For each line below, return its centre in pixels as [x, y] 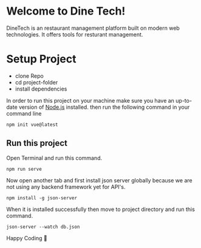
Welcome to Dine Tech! [66, 11]
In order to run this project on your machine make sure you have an [90, 100]
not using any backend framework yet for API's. [66, 187]
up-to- [184, 100]
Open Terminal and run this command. [54, 158]
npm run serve [24, 169]
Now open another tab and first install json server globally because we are [99, 180]
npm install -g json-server [42, 198]
